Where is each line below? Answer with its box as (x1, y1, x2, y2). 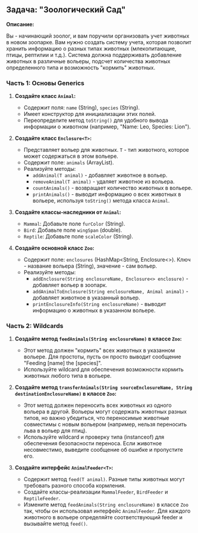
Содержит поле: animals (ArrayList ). (23, 159, 114, 166)
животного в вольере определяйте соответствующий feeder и (23, 514, 183, 521)
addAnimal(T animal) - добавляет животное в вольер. (32, 171, 168, 179)
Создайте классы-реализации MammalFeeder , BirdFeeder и (23, 488, 168, 495)
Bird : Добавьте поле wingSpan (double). (23, 226, 122, 234)
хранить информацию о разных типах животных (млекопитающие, (6, 45, 177, 52)
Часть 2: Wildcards (6, 322, 64, 330)
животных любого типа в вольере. (23, 372, 112, 379)
